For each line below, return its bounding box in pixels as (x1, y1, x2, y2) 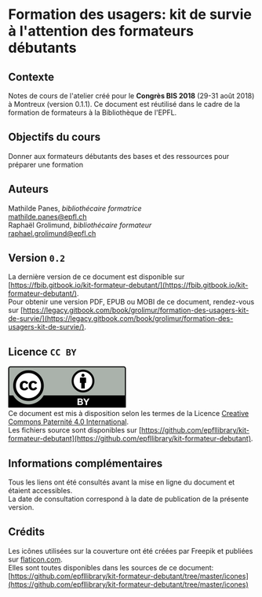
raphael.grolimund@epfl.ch (8, 228, 96, 238)
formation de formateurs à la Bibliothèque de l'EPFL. (8, 108, 177, 117)
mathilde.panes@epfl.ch (8, 212, 88, 221)
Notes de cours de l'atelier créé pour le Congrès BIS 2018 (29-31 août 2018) (8, 91, 255, 100)
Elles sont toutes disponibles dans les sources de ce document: (8, 562, 214, 572)
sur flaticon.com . (8, 555, 63, 564)
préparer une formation (8, 160, 84, 169)
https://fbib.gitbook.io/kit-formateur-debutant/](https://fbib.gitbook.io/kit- (10, 281, 249, 290)
